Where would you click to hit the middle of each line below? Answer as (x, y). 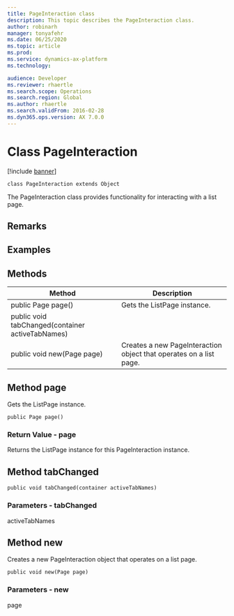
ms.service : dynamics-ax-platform (57, 59)
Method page (37, 387)
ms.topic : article (34, 46)
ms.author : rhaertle (37, 104)
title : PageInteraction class (51, 14)
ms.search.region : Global (45, 98)
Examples (29, 250)
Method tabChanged (53, 472)
